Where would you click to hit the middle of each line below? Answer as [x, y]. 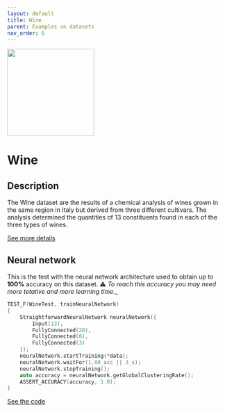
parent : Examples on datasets [51, 26]
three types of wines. [37, 225]
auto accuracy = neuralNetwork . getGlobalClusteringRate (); [107, 375]
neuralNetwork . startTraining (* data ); [74, 356]
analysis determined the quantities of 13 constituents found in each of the [112, 217]
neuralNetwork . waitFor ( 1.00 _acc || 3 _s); [80, 362]
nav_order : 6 [26, 33]
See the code [26, 402]
